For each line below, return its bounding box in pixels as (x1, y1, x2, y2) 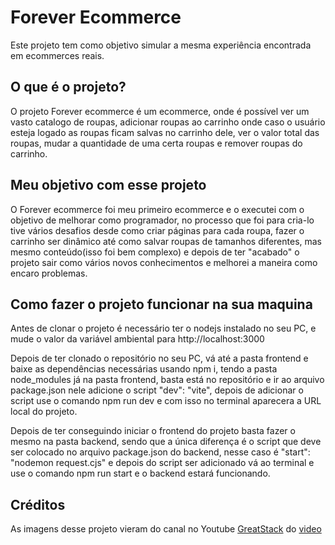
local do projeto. (10, 406, 78, 418)
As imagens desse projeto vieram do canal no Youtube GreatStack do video (10, 523, 322, 535)
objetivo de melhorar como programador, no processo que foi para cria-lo (10, 214, 315, 226)
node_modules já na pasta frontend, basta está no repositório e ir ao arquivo (10, 374, 325, 386)
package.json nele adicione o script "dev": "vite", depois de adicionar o (10, 384, 304, 396)
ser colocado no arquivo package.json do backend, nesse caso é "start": (10, 446, 311, 458)
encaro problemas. (10, 267, 88, 279)
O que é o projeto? (10, 79, 127, 96)
